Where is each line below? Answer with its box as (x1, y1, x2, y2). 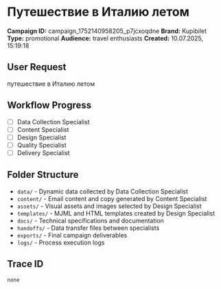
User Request (7, 61, 67, 73)
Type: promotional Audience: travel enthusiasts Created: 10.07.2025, (7, 34, 204, 42)
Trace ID (7, 258, 44, 270)
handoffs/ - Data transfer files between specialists (16, 224, 160, 232)
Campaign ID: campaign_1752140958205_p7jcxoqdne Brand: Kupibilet (7, 27, 207, 35)
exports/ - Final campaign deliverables (16, 231, 128, 239)
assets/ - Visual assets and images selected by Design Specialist (16, 202, 202, 210)
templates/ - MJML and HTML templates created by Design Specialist (16, 209, 216, 217)
